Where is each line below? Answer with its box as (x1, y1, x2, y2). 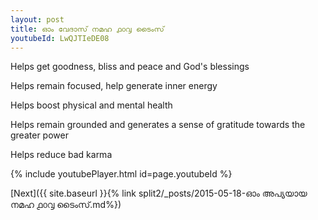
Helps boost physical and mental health (10, 99, 173, 111)
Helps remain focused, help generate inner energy (10, 80, 218, 92)
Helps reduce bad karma (10, 149, 113, 161)
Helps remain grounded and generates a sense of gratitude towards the (10, 119, 306, 131)
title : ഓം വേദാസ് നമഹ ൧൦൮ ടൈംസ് (10, 24, 165, 34)
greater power (10, 129, 69, 141)
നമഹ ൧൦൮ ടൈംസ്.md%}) (10, 199, 122, 211)
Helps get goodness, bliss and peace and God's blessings (10, 61, 250, 73)
